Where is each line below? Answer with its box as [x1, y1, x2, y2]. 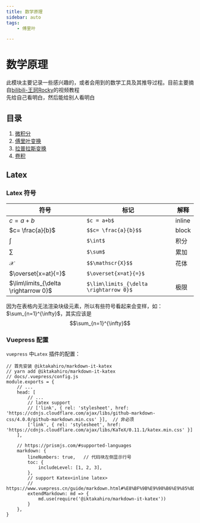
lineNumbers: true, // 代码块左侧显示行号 [27, 454, 132, 460]
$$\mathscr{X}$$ [86, 259, 133, 266]
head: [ [17, 389, 36, 395]
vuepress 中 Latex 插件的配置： [6, 350, 80, 357]
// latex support [27, 400, 70, 406]
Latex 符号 [6, 189, 37, 197]
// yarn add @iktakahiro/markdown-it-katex [6, 368, 116, 375]
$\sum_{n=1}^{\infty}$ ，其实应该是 [6, 310, 92, 317]
